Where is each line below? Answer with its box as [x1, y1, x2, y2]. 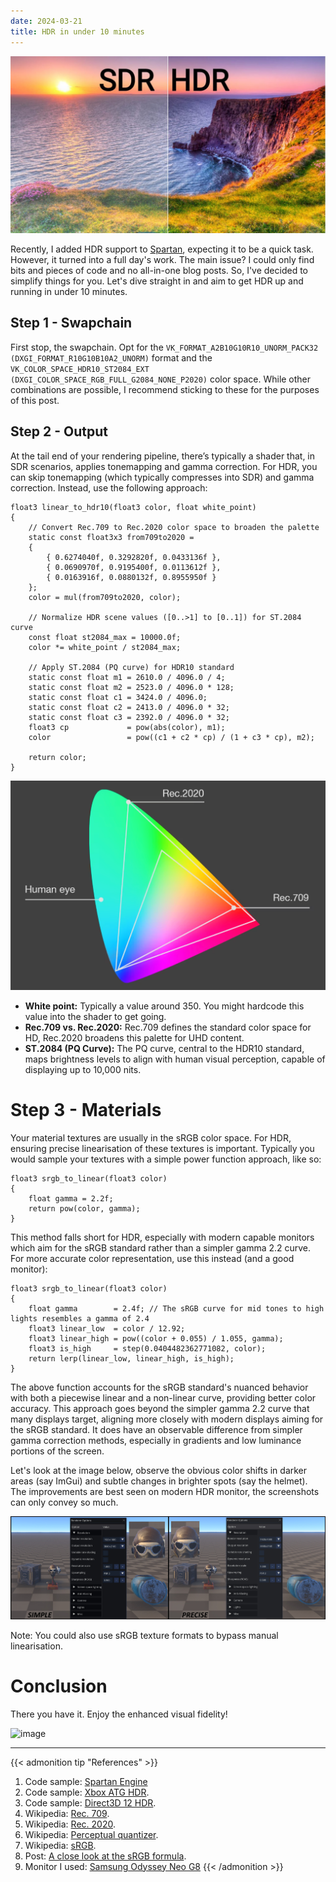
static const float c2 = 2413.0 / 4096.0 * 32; [28, 702, 230, 712]
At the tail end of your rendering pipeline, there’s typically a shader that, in [10, 450, 316, 462]
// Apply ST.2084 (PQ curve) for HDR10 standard [28, 662, 235, 672]
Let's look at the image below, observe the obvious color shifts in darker [10, 1465, 308, 1477]
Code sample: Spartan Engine [24, 1775, 148, 1787]
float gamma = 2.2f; [28, 1194, 114, 1204]
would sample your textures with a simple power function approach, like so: [10, 1153, 322, 1165]
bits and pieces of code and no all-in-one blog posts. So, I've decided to [10, 265, 309, 276]
